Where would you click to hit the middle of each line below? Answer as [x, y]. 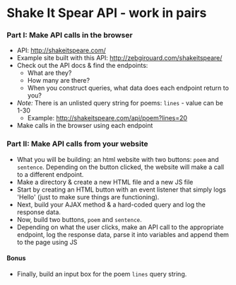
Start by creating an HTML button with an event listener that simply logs [122, 190]
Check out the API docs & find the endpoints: [82, 66]
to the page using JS [47, 242]
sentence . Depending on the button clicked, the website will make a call [120, 167]
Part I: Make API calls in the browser [70, 35]
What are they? [49, 73]
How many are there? [58, 81]
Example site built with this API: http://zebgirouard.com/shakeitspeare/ [119, 58]
